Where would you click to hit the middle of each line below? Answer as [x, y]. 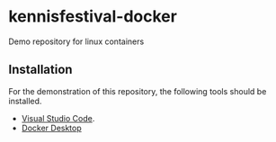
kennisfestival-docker [93, 17]
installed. [25, 101]
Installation [40, 70]
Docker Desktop [51, 128]
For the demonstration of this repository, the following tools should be [138, 91]
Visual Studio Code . [58, 118]
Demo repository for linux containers [76, 41]
